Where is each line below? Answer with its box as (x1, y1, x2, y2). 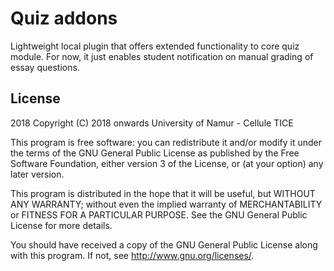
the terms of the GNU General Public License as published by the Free (10, 147, 300, 159)
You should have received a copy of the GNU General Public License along (10, 238, 318, 251)
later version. (10, 168, 65, 180)
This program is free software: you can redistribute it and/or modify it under (10, 136, 322, 148)
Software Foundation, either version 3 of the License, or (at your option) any (10, 157, 324, 169)
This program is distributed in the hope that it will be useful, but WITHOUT (10, 187, 316, 199)
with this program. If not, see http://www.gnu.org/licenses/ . (10, 249, 255, 261)
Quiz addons (10, 7, 118, 30)
